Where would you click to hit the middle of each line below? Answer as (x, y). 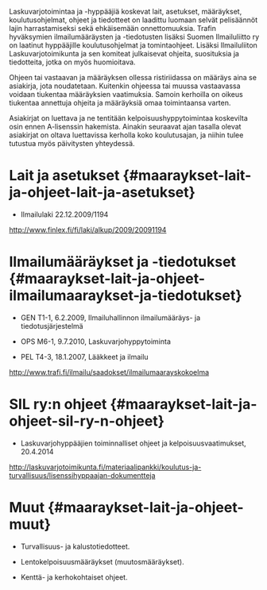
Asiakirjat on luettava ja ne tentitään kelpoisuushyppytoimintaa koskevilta (129, 118)
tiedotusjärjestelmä (52, 326)
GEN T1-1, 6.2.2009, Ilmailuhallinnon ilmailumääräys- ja (110, 318)
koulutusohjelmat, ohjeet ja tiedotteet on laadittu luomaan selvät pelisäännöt (133, 20)
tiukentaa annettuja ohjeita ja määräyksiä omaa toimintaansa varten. (120, 103)
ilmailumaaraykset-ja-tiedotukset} (126, 296)
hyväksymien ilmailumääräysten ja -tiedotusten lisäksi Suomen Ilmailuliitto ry (134, 37)
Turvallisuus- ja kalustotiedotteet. (75, 546)
